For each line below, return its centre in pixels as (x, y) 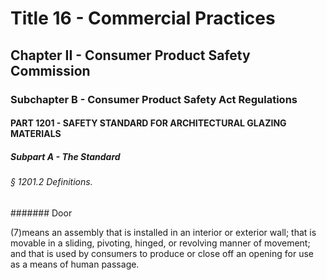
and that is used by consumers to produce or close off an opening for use (162, 253)
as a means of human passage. (75, 264)
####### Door (41, 213)
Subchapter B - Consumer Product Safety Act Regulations (154, 99)
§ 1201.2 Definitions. (51, 182)
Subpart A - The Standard (65, 156)
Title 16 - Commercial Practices (143, 18)
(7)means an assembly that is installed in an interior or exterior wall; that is (163, 232)
